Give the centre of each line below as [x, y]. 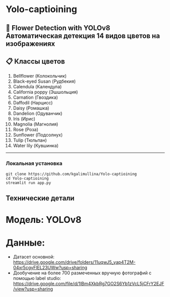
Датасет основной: [34, 257]
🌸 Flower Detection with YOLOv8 [58, 28]
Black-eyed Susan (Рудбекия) [44, 81]
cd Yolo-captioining [27, 178]
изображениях [30, 44]
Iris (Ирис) [24, 119]
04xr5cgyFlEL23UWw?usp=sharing [50, 268]
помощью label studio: [37, 278]
